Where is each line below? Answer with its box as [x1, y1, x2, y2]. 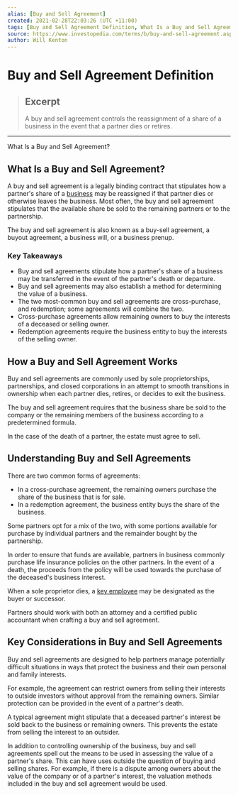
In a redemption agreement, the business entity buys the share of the [17, 500, 220, 508]
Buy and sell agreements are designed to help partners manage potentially [7, 654, 225, 664]
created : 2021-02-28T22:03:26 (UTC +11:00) [7, 17, 138, 24]
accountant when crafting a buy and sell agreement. [7, 615, 160, 624]
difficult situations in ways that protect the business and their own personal [7, 662, 227, 671]
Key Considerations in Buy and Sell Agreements [7, 636, 223, 648]
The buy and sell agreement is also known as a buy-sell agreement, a [7, 225, 210, 234]
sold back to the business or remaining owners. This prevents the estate [7, 720, 218, 728]
